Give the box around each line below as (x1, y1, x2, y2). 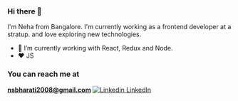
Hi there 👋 (7, 6, 43, 16)
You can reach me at (7, 69, 80, 79)
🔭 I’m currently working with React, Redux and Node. (17, 44, 173, 53)
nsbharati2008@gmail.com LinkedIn (7, 85, 152, 94)
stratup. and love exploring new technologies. (7, 30, 142, 38)
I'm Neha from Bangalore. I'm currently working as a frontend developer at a (7, 23, 232, 31)
